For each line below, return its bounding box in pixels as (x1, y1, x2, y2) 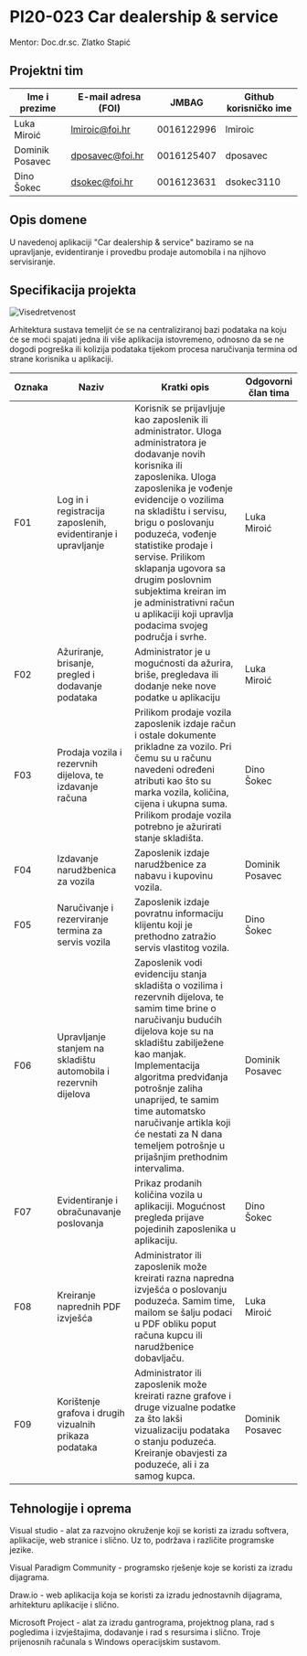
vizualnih (57, 1418, 96, 1431)
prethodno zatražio (133, 930, 217, 943)
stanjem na (57, 1042, 105, 1055)
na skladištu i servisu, (133, 505, 227, 518)
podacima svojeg (133, 619, 208, 632)
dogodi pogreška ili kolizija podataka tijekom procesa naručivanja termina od (9, 344, 298, 355)
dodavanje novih (133, 448, 206, 461)
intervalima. (133, 1162, 185, 1175)
